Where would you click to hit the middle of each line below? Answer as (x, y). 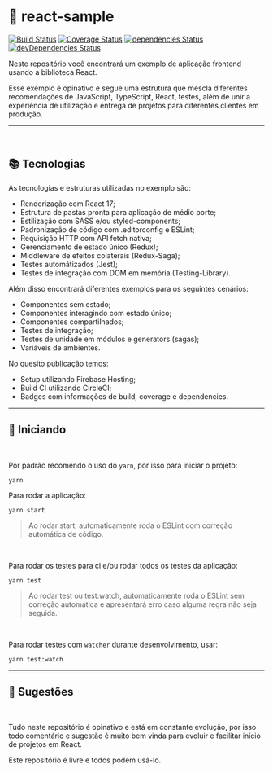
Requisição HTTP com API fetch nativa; (86, 238)
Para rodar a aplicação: (48, 495)
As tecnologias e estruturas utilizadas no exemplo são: (100, 187)
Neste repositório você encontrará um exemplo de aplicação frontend (125, 64)
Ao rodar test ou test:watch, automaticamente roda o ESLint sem (136, 595)
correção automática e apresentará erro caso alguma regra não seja (143, 604)
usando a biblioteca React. (53, 72)
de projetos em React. (45, 744)
